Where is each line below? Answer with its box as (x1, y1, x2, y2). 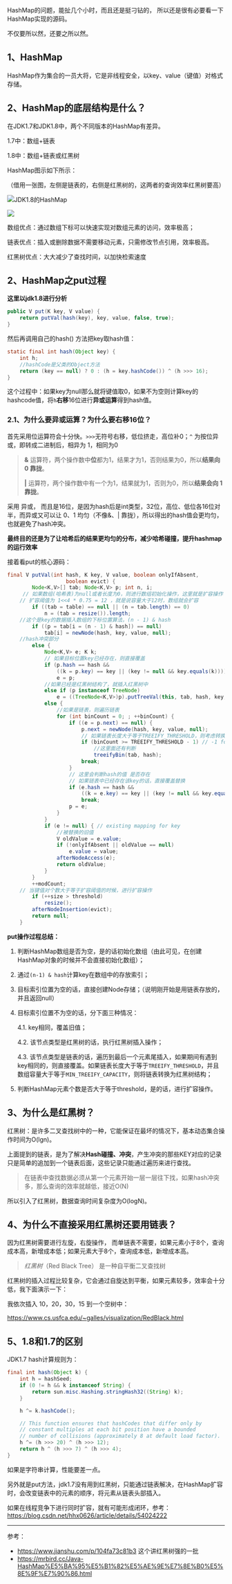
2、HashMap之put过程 (7, 275, 106, 287)
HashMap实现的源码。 (7, 15, 71, 23)
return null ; (32, 912, 70, 919)
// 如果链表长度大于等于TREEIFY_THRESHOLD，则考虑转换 (81, 732, 226, 739)
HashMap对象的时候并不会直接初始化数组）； (17, 955, 145, 964)
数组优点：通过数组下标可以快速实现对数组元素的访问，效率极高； (7, 223, 195, 231)
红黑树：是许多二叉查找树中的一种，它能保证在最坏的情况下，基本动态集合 (7, 1126, 219, 1135)
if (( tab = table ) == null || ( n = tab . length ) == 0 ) (32, 604, 190, 611)
